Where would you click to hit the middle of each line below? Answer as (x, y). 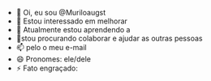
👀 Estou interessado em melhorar (72, 21)
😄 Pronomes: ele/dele (54, 59)
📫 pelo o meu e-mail (51, 47)
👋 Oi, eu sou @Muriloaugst (61, 13)
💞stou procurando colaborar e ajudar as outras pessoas (109, 38)
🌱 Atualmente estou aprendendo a (73, 30)
